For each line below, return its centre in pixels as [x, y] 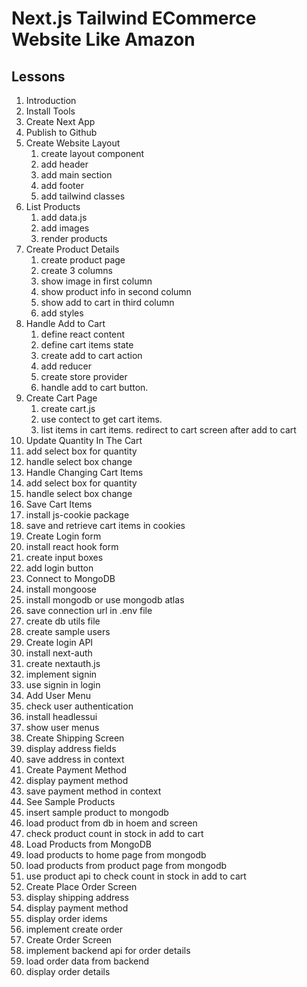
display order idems [66, 918]
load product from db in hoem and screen [111, 823]
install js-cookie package [77, 515]
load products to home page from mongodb [116, 855]
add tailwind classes [83, 196]
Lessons [38, 76]
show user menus [62, 727]
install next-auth [59, 653]
